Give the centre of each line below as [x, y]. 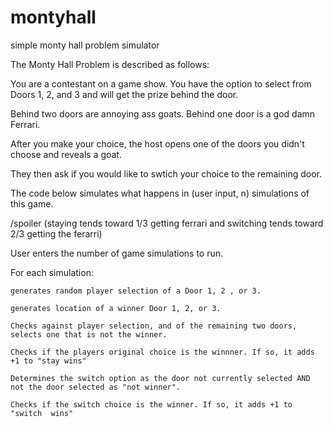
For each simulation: [52, 272]
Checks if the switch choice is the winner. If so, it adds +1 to [151, 404]
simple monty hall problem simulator [85, 45]
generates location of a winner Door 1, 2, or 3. [116, 308]
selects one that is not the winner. [89, 334]
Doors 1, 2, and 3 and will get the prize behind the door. [124, 94]
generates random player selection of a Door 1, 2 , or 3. [136, 291]
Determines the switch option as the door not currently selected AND [160, 378]
